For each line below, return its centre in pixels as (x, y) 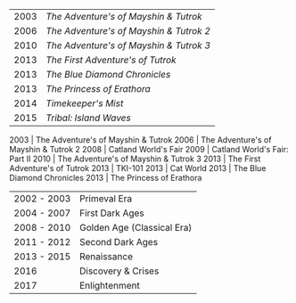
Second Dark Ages (119, 242)
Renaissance (106, 256)
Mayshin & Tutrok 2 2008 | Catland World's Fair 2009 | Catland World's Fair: (149, 149)
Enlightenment (109, 286)
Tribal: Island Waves (88, 118)
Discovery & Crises (119, 271)
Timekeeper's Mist (85, 103)
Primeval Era (105, 198)
